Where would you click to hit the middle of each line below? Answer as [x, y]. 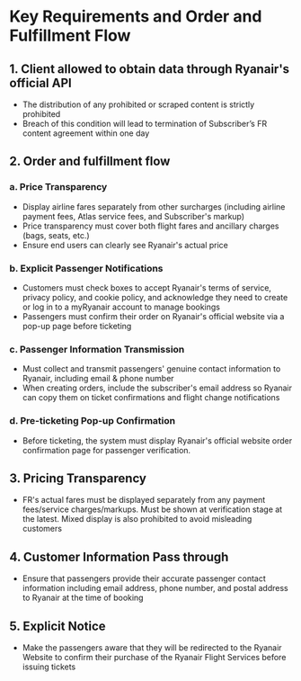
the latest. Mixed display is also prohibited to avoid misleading [137, 519]
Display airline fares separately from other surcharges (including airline [154, 206]
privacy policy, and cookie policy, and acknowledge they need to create [155, 297]
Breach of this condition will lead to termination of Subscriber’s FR [145, 124]
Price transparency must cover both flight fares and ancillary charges [150, 226]
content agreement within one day [86, 133]
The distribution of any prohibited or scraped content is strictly [138, 104]
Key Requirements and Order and [136, 17]
